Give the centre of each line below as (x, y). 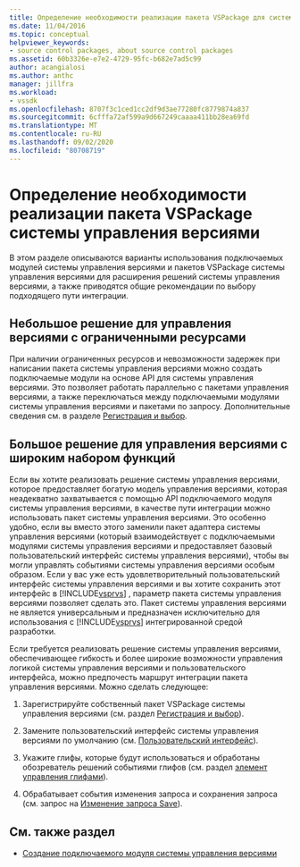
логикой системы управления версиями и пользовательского (128, 668)
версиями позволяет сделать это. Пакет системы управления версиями (148, 603)
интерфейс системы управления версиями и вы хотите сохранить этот (145, 584)
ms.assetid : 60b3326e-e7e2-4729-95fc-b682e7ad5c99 (105, 59)
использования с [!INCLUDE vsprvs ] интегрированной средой (126, 622)
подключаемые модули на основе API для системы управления (132, 378)
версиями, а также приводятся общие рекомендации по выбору (133, 286)
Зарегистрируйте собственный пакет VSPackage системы (133, 704)
